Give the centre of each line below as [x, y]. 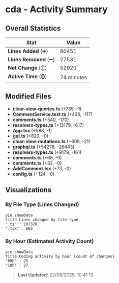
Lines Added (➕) [28, 51]
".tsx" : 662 [19, 228]
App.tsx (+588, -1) [32, 130]
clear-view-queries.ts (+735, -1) [47, 109]
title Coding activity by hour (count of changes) [60, 256]
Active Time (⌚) [27, 76]
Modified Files [28, 96]
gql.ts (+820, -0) [31, 136]
